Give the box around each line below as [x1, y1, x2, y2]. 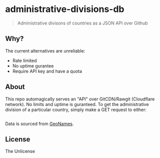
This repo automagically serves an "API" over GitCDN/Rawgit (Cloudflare [5, 96, 155, 102]
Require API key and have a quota [12, 68, 82, 74]
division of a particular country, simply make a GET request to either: [5, 106, 146, 112]
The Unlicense [5, 148, 35, 154]
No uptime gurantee [12, 62, 54, 68]
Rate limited [12, 57, 37, 63]
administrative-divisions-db [5, 3, 124, 15]
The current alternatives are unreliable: [5, 47, 85, 53]
